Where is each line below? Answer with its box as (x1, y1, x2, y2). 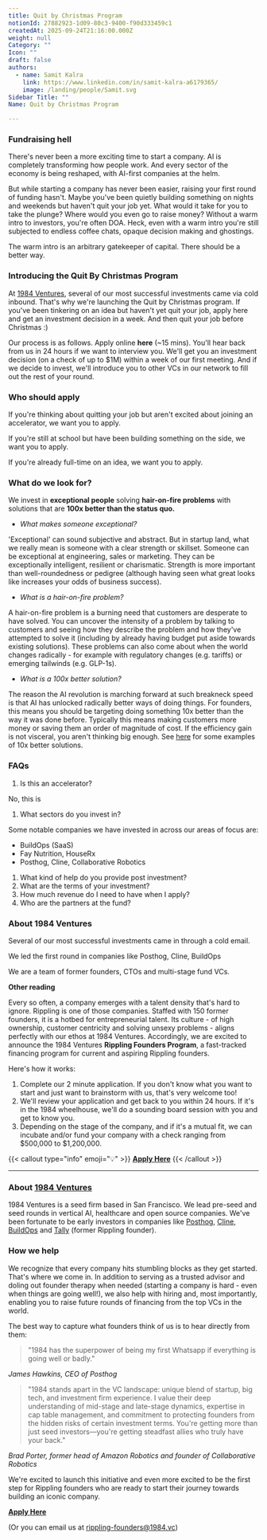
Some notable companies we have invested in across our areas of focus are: (8, 825, 259, 834)
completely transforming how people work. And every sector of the (8, 160, 229, 170)
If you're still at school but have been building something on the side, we (8, 433, 246, 443)
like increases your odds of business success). (8, 577, 162, 586)
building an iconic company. (8, 1491, 101, 1501)
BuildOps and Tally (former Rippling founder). (8, 1225, 157, 1235)
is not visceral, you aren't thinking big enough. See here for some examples (8, 732, 256, 742)
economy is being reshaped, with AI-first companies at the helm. (8, 169, 220, 178)
